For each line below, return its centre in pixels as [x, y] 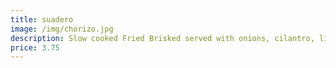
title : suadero [42, 19]
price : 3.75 [35, 47]
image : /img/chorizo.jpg [62, 29]
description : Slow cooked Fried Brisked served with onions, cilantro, [162, 38]
